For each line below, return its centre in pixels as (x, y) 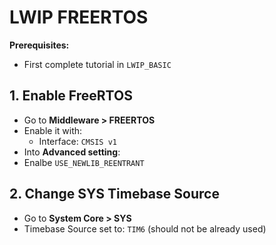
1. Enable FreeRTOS (71, 96)
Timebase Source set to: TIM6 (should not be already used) (145, 228)
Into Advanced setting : (72, 152)
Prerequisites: (39, 45)
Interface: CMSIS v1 (77, 141)
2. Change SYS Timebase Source (114, 194)
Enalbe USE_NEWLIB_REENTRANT (84, 162)
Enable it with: (53, 130)
